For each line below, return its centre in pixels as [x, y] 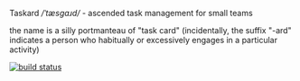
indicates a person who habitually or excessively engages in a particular [144, 40]
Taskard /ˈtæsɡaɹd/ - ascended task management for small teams [131, 13]
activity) [24, 49]
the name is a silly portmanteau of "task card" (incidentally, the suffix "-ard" [150, 30]
